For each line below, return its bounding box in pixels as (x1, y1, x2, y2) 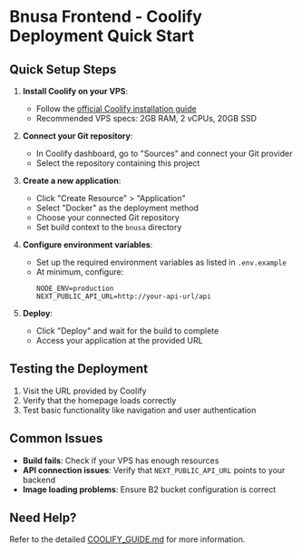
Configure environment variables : (22, 239, 153, 250)
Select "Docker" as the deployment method (35, 202, 200, 213)
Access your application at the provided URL (35, 335, 203, 345)
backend (22, 474, 56, 485)
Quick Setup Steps (9, 62, 117, 77)
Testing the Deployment (9, 361, 148, 377)
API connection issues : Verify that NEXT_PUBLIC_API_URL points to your (22, 464, 286, 475)
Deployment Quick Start (9, 25, 195, 46)
